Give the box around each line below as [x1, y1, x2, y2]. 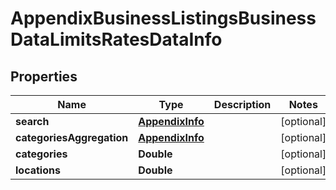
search [15, 115, 50, 128]
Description [213, 98, 272, 111]
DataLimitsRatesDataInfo [10, 28, 223, 51]
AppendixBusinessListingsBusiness [10, 7, 317, 30]
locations [15, 163, 61, 177]
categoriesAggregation [15, 131, 129, 144]
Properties [10, 68, 78, 85]
